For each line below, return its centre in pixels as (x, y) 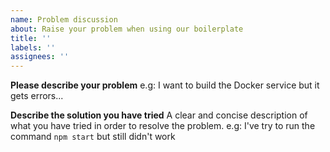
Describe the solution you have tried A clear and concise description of (159, 115)
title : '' (31, 38)
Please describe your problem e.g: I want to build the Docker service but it (165, 85)
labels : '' (33, 47)
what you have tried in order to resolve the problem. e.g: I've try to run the (163, 126)
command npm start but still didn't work (93, 137)
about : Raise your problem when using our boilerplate (127, 29)
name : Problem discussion (64, 19)
